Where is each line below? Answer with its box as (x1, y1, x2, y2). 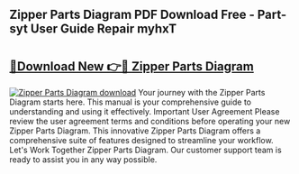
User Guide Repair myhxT (30, 22, 177, 37)
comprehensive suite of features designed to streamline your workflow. (9, 135, 274, 145)
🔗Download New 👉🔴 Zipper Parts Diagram (9, 59, 254, 74)
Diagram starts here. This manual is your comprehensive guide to (9, 96, 252, 107)
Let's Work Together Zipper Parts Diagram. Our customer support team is (9, 144, 282, 155)
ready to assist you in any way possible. (9, 154, 158, 165)
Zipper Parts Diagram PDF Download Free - (9, 7, 255, 23)
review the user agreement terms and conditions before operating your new (9, 116, 291, 126)
